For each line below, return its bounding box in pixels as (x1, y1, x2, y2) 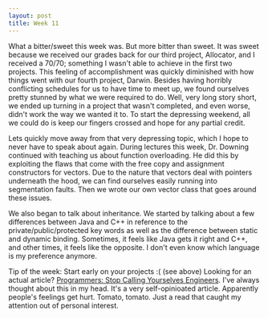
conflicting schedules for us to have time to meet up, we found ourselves (8, 83, 250, 93)
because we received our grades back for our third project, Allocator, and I (8, 50, 255, 59)
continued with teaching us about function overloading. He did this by (8, 150, 239, 160)
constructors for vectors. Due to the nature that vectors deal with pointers (8, 167, 253, 177)
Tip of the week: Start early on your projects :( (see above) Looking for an (8, 266, 252, 276)
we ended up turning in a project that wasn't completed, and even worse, (8, 101, 250, 111)
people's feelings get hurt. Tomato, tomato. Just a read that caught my (8, 292, 242, 301)
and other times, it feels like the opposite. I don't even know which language (8, 242, 260, 252)
